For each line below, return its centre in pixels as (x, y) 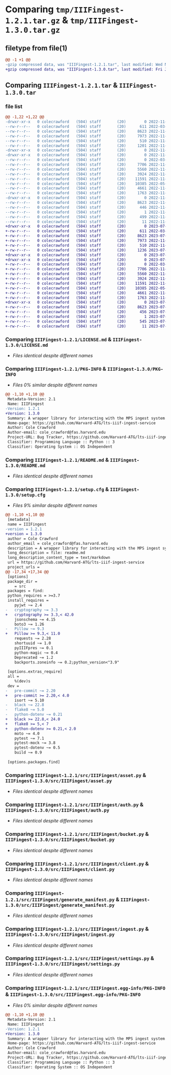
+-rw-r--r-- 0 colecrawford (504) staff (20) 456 (76, 312)
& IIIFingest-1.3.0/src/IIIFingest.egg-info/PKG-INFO (73, 994)
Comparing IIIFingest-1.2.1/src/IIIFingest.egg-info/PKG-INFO (85, 988)
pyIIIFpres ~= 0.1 (34, 648)
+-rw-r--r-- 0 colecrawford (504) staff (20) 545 (76, 321)
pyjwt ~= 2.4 (28, 605)
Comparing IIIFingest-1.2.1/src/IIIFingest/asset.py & (76, 775)
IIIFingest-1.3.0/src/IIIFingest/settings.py (63, 964)
